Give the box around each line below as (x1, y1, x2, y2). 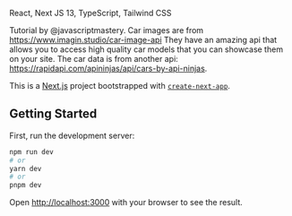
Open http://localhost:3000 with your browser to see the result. (9, 197, 244, 208)
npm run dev (9, 147, 54, 156)
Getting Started (9, 107, 98, 122)
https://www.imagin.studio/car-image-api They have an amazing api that (9, 35, 278, 45)
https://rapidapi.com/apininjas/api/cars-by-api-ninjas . (9, 63, 208, 73)
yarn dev (9, 164, 42, 173)
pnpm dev (9, 181, 42, 190)
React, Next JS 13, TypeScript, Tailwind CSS (9, 8, 172, 18)
